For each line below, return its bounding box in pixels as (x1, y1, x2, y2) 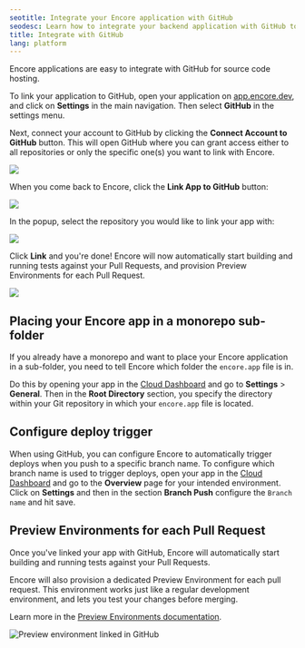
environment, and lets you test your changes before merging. (9, 594, 239, 604)
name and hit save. (9, 496, 76, 507)
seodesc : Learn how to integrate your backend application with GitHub (9, 22, 286, 31)
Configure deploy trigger (9, 424, 152, 440)
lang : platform (9, 38, 67, 48)
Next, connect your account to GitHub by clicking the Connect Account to (9, 128, 288, 139)
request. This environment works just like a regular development (9, 584, 250, 594)
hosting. (9, 74, 40, 84)
